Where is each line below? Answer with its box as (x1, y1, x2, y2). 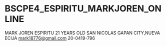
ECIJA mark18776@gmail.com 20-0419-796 (4, 35, 95, 41)
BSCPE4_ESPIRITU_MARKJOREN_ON (4, 3, 162, 14)
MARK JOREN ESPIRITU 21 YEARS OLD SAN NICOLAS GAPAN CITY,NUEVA (4, 30, 160, 36)
